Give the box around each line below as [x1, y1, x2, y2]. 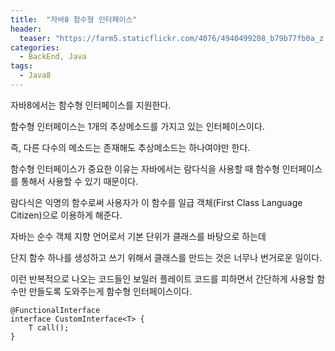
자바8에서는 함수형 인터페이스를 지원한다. [10, 99, 172, 111]
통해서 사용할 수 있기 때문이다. [20, 175, 139, 187]
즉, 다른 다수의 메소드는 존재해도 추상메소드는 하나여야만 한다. [10, 141, 251, 153]
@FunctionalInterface [10, 305, 101, 315]
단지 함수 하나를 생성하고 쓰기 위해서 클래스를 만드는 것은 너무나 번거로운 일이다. [10, 251, 323, 263]
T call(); [28, 322, 70, 333]
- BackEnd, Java [19, 52, 87, 62]
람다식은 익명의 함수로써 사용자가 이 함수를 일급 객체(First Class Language [10, 196, 303, 208]
